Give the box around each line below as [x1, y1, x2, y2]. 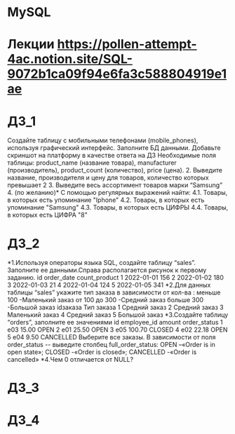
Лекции [7, 36, 55, 53]
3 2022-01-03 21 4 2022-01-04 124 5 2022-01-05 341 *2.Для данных [7, 281, 211, 290]
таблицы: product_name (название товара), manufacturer [7, 158, 177, 167]
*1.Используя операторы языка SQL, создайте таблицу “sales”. [7, 259, 196, 267]
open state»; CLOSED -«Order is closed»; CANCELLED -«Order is [7, 348, 197, 356]
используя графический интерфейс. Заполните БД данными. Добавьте [7, 144, 221, 152]
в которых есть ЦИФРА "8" [7, 211, 88, 219]
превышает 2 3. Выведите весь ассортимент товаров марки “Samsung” [7, 181, 223, 189]
